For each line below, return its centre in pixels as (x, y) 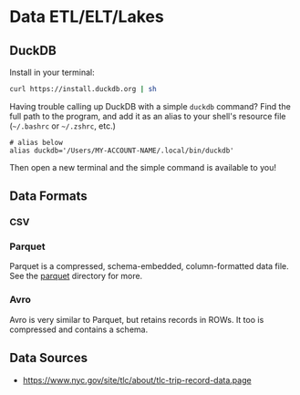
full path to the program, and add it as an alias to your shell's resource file (148, 116)
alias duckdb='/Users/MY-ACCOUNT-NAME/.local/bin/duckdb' (122, 151)
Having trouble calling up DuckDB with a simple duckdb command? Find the (150, 106)
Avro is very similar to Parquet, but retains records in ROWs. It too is (137, 319)
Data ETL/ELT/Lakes (87, 17)
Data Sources (49, 358)
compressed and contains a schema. (79, 329)
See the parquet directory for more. (76, 276)
